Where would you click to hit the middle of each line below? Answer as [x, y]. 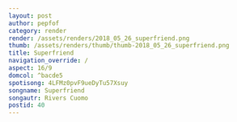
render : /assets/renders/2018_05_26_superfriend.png [99, 38]
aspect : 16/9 [30, 68]
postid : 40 [27, 105]
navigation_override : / [49, 61]
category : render [38, 31]
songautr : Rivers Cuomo [49, 98]
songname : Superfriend [47, 90]
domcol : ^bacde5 [36, 75]
